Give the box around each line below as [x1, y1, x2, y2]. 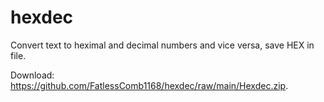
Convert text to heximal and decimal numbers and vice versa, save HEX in [10, 39, 315, 51]
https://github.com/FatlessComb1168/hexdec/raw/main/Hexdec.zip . [10, 79, 289, 91]
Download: [10, 69, 55, 81]
